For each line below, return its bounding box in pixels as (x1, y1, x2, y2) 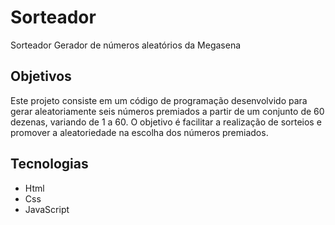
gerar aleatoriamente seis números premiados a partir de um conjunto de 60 (10, 105, 325, 117)
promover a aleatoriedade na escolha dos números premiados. (10, 126, 269, 138)
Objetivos (10, 68, 72, 85)
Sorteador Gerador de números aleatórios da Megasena (10, 39, 242, 51)
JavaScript (24, 203, 70, 215)
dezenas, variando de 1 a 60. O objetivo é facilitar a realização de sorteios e (10, 116, 322, 128)
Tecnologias (10, 156, 89, 173)
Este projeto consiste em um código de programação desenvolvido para (10, 94, 308, 106)
